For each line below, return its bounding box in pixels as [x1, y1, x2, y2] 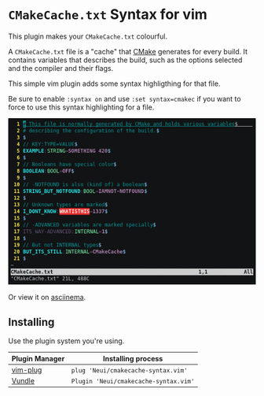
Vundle [11, 376, 35, 386]
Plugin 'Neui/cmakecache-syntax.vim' [71, 378, 195, 386]
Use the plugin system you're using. [8, 336, 125, 346]
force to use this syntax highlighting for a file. [8, 102, 155, 112]
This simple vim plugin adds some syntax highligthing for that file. [8, 79, 221, 88]
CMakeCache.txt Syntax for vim [8, 6, 208, 24]
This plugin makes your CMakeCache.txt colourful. [8, 31, 167, 41]
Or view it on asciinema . [8, 293, 86, 302]
